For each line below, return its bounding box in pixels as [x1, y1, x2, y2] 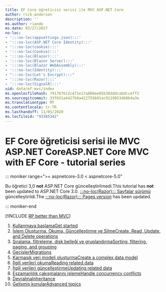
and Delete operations [12, 233, 58, 239]
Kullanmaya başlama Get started [12, 223, 78, 229]
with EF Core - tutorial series [5, 157, 126, 168]
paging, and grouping [12, 244, 57, 250]
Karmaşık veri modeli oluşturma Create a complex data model [12, 254, 138, 260]
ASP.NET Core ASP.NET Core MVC [5, 146, 149, 157]
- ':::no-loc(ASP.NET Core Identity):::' [5, 40, 93, 45]
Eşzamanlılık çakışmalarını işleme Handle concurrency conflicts [12, 270, 142, 276]
